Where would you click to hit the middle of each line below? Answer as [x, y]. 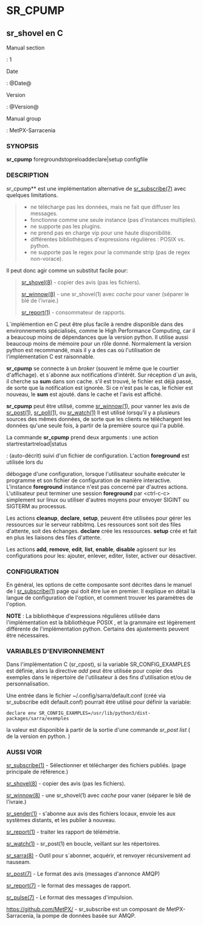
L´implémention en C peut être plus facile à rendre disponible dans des [95, 324]
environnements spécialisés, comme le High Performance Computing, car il [101, 330]
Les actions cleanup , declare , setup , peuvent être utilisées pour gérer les [99, 518]
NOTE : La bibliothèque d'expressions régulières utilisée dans [83, 615]
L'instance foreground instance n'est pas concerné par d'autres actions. [97, 487]
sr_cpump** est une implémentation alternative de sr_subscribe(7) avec [96, 188]
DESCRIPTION [28, 175]
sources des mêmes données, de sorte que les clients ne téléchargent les [99, 419]
